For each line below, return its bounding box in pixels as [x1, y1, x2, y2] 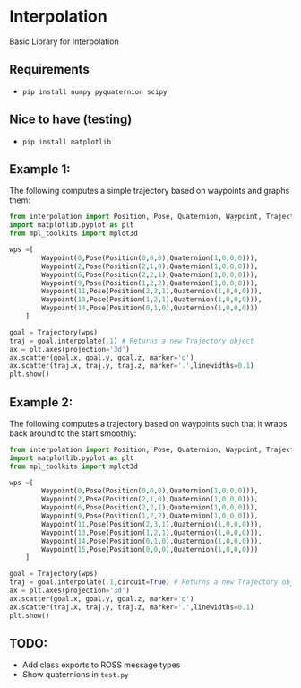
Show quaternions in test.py [21, 669, 129, 680]
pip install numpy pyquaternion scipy [21, 87, 168, 96]
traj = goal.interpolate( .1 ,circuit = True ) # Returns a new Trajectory [9, 578, 279, 587]
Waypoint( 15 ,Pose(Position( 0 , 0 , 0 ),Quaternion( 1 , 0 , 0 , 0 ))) [41, 544, 259, 553]
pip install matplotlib [21, 137, 112, 146]
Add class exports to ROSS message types [21, 659, 181, 670]
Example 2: [9, 395, 73, 410]
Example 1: [9, 161, 71, 177]
